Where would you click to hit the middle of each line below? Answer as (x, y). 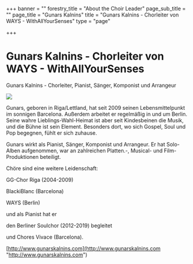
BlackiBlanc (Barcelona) (35, 191)
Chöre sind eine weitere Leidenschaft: (52, 168)
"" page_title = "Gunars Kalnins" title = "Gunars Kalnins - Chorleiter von (93, 15)
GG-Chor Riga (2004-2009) (40, 180)
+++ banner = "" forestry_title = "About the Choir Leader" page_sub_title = (96, 9)
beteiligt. (50, 157)
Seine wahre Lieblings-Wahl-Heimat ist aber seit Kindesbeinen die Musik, (95, 120)
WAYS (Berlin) (23, 203)
